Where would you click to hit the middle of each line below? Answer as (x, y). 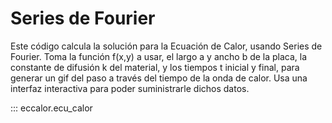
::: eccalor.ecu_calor (51, 108)
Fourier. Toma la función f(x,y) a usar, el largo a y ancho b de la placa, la (159, 56)
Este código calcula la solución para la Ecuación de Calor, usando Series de (166, 46)
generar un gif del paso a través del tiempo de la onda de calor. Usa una (159, 78)
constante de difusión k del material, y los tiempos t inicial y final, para (155, 67)
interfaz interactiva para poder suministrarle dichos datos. (130, 88)
